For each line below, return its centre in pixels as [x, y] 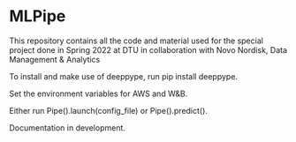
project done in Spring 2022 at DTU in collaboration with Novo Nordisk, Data [148, 49]
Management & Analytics [55, 59]
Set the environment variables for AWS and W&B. [99, 93]
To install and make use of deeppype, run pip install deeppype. [124, 76]
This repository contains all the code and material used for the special [136, 41]
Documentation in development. [68, 127]
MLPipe [38, 16]
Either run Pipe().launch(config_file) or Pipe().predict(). [108, 110]
